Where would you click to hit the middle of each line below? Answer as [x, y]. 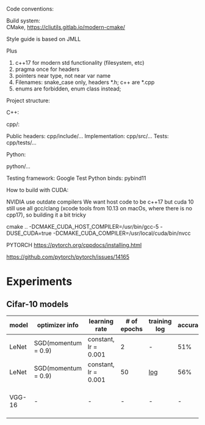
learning [101, 321]
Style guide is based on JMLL [44, 39]
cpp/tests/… [21, 142]
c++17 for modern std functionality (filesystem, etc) [80, 63]
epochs [132, 329]
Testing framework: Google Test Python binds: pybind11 [76, 178]
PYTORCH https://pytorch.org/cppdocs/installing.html [74, 245]
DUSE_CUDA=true [29, 233]
